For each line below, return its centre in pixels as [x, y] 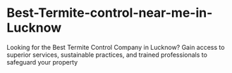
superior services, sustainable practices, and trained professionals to [107, 55]
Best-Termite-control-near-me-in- [110, 13]
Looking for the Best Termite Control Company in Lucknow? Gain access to [116, 47]
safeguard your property [42, 62]
